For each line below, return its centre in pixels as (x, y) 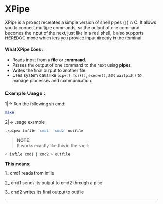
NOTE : (24, 140)
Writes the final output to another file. (49, 70)
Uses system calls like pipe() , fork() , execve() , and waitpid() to (77, 75)
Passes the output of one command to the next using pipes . (72, 65)
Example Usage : (25, 93)
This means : (18, 164)
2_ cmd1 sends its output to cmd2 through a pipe (54, 183)
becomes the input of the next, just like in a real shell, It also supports (74, 33)
